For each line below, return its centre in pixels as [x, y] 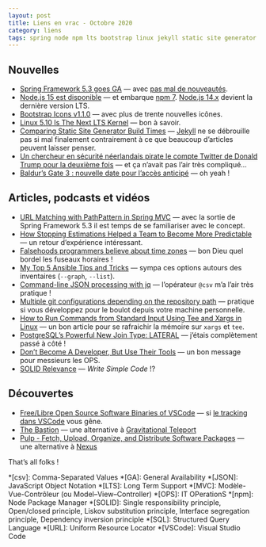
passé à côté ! [43, 343]
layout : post [30, 15]
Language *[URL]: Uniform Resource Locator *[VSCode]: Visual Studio [124, 527]
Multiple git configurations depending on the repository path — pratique [137, 301]
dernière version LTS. [55, 106]
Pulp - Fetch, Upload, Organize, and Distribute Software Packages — [132, 438]
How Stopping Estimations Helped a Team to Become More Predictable [135, 234]
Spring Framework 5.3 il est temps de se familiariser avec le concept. [132, 225]
